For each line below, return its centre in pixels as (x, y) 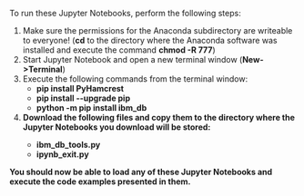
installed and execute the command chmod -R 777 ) (119, 50)
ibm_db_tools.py (68, 145)
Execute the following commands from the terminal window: (135, 79)
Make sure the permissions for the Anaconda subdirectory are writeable (157, 30)
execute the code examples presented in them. (100, 181)
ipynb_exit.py (62, 154)
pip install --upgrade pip (83, 98)
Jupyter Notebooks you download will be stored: (117, 127)
